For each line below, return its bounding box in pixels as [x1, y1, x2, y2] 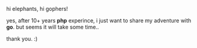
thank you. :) [6, 35, 38, 42]
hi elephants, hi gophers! [6, 5, 68, 12]
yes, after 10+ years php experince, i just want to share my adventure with [6, 17, 192, 24]
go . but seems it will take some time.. [6, 24, 99, 30]
